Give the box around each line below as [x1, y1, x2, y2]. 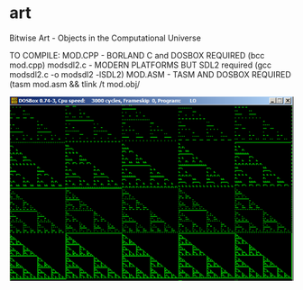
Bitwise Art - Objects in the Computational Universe [9, 32, 201, 43]
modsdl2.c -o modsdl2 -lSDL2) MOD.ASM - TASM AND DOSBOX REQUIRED [9, 68, 291, 79]
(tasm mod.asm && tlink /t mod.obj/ [9, 78, 141, 89]
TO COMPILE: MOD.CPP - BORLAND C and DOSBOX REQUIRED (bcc [9, 50, 265, 60]
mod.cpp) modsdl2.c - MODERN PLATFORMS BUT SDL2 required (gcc [9, 59, 272, 70]
